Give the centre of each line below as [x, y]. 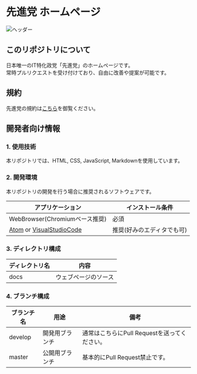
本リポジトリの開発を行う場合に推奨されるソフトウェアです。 [80, 191]
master [18, 357]
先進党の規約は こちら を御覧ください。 [52, 108]
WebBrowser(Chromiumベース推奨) [58, 219]
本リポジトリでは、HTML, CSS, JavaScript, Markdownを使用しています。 [95, 161]
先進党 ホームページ [53, 12]
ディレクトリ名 [29, 266]
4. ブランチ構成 [28, 296]
